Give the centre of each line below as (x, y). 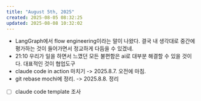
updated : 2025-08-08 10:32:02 (45, 23)
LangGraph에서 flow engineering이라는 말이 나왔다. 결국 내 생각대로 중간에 (105, 41)
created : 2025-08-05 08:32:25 (45, 18)
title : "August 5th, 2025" (40, 12)
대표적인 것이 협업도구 (49, 64)
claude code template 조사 (48, 92)
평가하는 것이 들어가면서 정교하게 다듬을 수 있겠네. (74, 48)
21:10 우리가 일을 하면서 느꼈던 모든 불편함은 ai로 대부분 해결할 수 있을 (98, 56)
